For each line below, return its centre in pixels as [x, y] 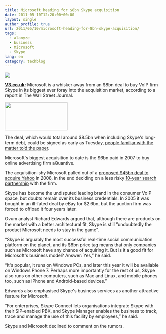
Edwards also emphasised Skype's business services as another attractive [82, 291]
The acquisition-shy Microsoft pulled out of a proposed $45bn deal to [77, 173]
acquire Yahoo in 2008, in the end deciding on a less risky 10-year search [81, 178]
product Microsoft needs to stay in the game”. [52, 230]
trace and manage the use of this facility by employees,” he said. [72, 316]
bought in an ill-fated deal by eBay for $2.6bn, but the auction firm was [78, 204]
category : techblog [25, 61]
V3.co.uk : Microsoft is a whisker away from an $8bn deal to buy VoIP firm [82, 85]
